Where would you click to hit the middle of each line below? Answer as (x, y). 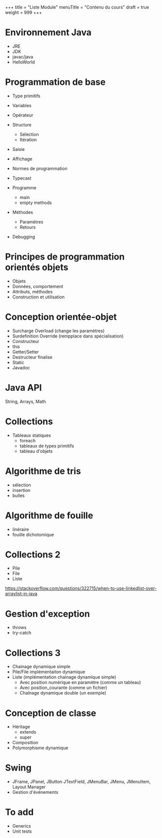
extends (28, 732)
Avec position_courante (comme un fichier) (63, 688)
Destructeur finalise (32, 357)
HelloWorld (23, 62)
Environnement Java (48, 33)
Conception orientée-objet (61, 317)
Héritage (21, 727)
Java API (23, 387)
